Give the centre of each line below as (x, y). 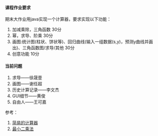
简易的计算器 (25, 123)
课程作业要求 (18, 7)
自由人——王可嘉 (29, 102)
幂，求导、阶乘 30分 (33, 36)
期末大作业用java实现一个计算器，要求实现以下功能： (58, 19)
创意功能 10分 (26, 54)
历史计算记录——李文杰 (35, 90)
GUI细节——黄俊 (29, 96)
